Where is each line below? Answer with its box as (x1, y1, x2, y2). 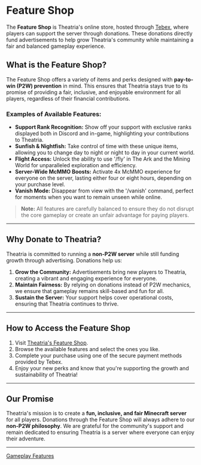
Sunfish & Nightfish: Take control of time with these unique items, (14, 143, 178, 150)
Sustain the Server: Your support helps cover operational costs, (14, 294, 173, 301)
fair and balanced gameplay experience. (6, 43, 106, 50)
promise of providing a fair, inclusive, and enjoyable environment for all (6, 88, 181, 96)
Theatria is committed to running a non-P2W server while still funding (6, 250, 179, 258)
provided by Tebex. (14, 358, 63, 366)
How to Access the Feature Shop (6, 323, 130, 333)
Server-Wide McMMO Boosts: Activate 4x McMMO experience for (14, 168, 181, 176)
